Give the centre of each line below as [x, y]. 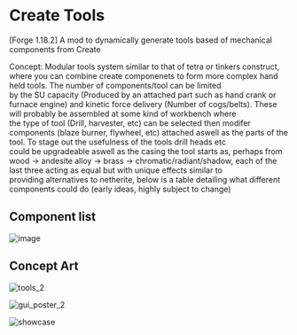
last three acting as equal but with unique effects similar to [116, 170]
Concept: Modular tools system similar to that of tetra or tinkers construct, [145, 66]
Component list [52, 217]
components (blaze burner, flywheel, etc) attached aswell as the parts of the [148, 132]
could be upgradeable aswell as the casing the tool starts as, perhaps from [146, 151]
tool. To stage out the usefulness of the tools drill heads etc [117, 142]
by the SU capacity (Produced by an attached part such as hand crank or [143, 95]
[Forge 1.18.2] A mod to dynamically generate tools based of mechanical [141, 40]
